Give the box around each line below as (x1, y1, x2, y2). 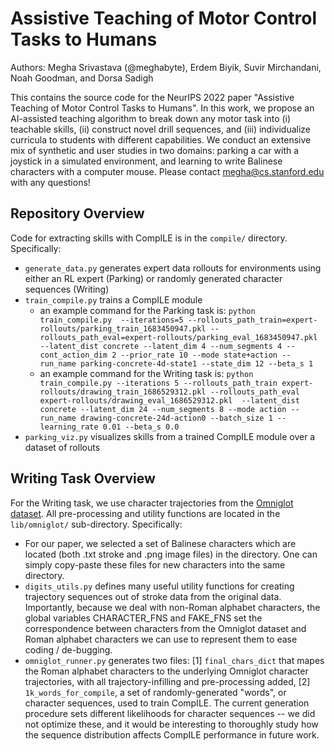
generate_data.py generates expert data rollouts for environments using (24, 262, 322, 274)
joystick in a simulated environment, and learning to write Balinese (10, 155, 283, 167)
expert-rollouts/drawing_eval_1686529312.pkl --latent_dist (39, 395, 300, 406)
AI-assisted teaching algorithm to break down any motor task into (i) (10, 112, 292, 124)
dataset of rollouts (24, 441, 101, 453)
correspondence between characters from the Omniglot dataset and (24, 622, 307, 634)
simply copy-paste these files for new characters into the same (24, 558, 286, 571)
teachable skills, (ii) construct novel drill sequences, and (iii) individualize (10, 123, 311, 135)
